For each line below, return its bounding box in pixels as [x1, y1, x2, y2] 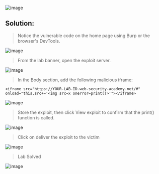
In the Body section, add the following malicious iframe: [17, 77, 133, 83]
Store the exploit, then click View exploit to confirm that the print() [17, 109, 154, 115]
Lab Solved [17, 153, 41, 159]
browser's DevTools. [17, 38, 60, 44]
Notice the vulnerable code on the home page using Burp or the [17, 33, 150, 39]
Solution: [5, 19, 34, 28]
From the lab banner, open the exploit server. [17, 57, 111, 63]
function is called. [17, 114, 55, 120]
